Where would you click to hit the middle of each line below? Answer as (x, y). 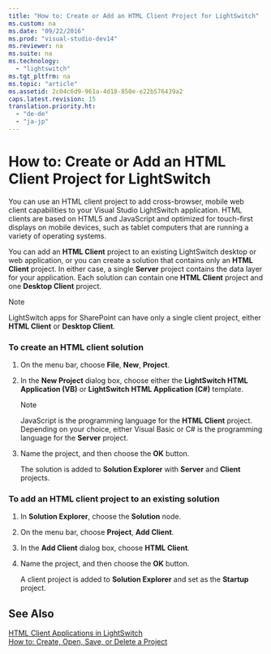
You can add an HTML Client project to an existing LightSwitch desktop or (133, 252)
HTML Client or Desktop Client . (62, 326)
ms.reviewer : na (36, 46)
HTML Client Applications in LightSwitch (76, 633)
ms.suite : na (30, 54)
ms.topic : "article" (43, 84)
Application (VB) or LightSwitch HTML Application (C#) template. (131, 389)
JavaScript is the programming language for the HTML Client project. (136, 421)
